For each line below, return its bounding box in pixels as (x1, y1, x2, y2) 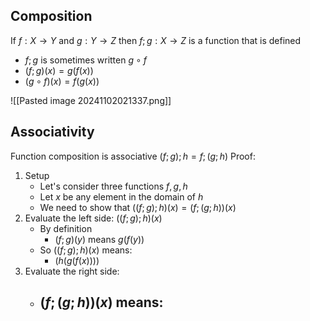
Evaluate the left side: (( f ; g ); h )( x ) (24, 212, 163, 224)
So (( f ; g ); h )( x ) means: (39, 244, 133, 256)
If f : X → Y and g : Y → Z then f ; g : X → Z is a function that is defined (10, 34, 302, 46)
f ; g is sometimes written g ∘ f (24, 54, 148, 66)
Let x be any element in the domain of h (39, 190, 204, 203)
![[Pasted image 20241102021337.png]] (10, 94, 172, 106)
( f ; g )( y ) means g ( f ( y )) (54, 233, 145, 245)
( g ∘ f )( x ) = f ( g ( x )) (24, 75, 100, 87)
